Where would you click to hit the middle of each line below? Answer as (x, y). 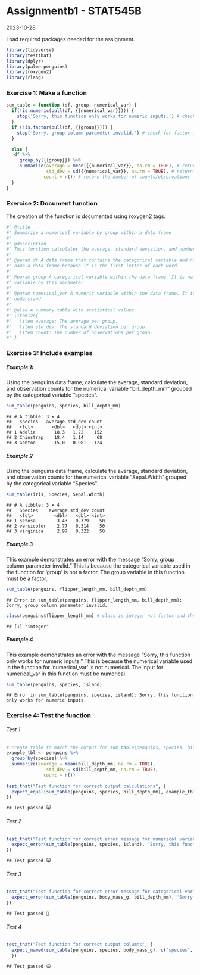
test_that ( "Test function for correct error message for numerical (92, 839)
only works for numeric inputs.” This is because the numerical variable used (99, 661)
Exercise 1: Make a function (47, 93)
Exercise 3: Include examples (49, 353)
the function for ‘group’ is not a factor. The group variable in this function (95, 572)
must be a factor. (27, 578)
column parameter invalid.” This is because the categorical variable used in (98, 566)
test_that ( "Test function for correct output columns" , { (79, 945)
